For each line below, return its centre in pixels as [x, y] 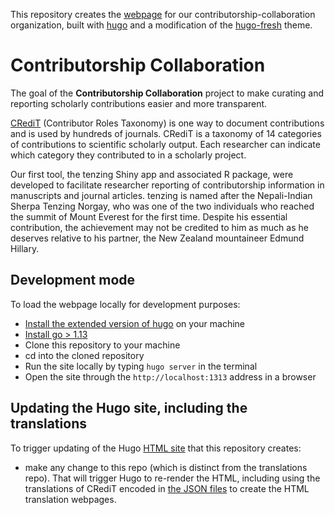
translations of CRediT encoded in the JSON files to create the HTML [167, 488]
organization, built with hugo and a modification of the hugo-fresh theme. [161, 25]
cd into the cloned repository [84, 355]
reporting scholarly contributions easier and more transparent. [139, 103]
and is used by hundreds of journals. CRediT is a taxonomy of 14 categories [166, 133]
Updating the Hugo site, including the [129, 408]
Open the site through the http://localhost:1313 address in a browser [170, 376]
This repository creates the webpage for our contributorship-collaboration [163, 14]
